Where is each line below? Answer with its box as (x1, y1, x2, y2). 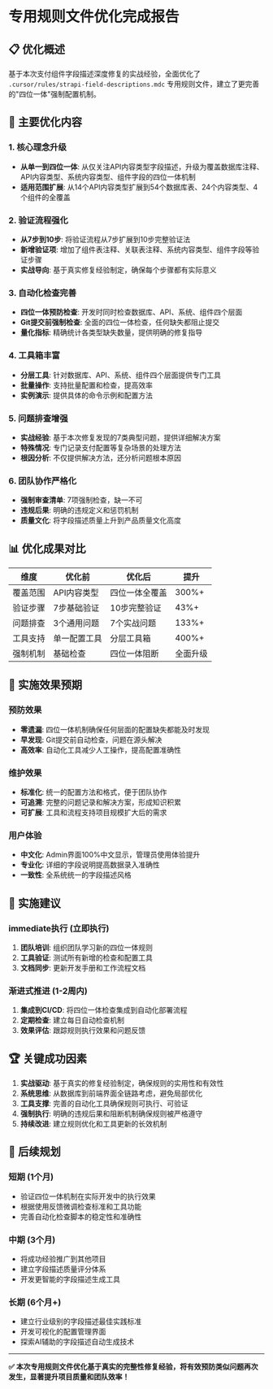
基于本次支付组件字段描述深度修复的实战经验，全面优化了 (8, 69, 201, 78)
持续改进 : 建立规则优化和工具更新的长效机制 (19, 1119, 167, 1129)
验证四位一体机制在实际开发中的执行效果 (19, 1192, 156, 1201)
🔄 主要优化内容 (8, 115, 83, 129)
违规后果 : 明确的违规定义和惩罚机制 (19, 506, 139, 515)
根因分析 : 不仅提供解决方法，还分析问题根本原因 (19, 453, 181, 462)
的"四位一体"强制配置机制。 (8, 89, 102, 98)
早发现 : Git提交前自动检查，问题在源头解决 (19, 735, 162, 744)
